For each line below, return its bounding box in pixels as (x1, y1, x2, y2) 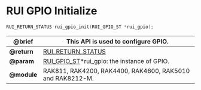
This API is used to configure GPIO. (66, 37, 169, 45)
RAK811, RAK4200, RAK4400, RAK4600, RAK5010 (42, 67, 190, 75)
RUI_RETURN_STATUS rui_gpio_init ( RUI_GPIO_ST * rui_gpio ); (6, 24, 154, 30)
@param (9, 57, 34, 65)
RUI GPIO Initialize (6, 4, 98, 18)
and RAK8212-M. (42, 74, 94, 82)
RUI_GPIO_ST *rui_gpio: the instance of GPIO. (42, 57, 169, 65)
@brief (13, 37, 33, 45)
